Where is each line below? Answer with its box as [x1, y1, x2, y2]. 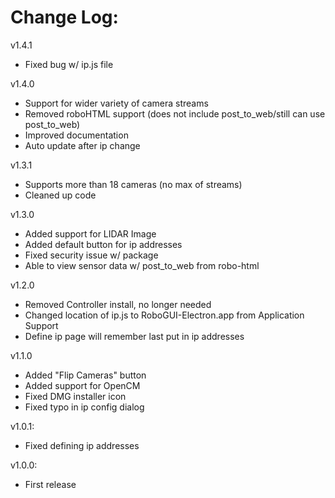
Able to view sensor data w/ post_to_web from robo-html [24, 259, 260, 271]
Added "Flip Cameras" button [24, 369, 147, 381]
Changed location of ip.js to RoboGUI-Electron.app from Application [24, 309, 305, 321]
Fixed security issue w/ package [24, 249, 159, 261]
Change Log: [10, 6, 119, 29]
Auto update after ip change [24, 139, 141, 151]
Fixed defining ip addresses [24, 439, 140, 451]
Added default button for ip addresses [24, 238, 183, 250]
